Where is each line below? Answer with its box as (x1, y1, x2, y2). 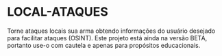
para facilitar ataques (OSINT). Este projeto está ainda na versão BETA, (7, 33, 208, 42)
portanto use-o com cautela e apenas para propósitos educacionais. (7, 41, 201, 49)
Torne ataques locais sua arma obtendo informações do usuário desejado (7, 27, 216, 35)
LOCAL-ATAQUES (7, 4, 108, 20)
